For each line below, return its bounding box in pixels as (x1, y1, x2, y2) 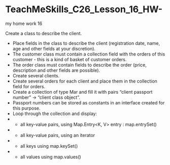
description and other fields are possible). (12, 67, 100, 73)
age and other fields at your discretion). (12, 45, 95, 51)
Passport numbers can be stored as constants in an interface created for (12, 99, 165, 105)
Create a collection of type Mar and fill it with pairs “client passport (12, 89, 153, 95)
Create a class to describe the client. (5, 30, 82, 36)
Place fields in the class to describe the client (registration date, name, (12, 40, 160, 46)
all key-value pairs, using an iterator (20, 132, 95, 138)
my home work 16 (5, 20, 42, 26)
